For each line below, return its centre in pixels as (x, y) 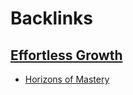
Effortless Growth (66, 55)
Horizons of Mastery (67, 79)
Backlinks (52, 18)
